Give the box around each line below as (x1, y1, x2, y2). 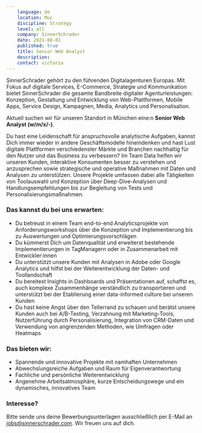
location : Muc (17, 15, 53, 21)
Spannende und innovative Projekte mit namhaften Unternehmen (15, 358, 178, 365)
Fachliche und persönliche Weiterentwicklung (15, 372, 129, 379)
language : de (17, 9, 50, 15)
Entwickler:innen (15, 252, 58, 259)
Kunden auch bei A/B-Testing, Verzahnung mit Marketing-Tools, (15, 310, 175, 317)
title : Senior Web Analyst (17, 49, 86, 55)
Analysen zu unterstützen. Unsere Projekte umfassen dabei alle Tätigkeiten (6, 171, 194, 178)
